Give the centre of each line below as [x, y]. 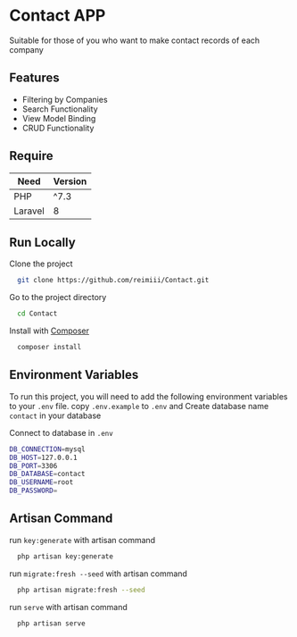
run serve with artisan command [68, 607]
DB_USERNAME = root [41, 482]
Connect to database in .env [61, 432]
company [27, 49]
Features [34, 78]
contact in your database [55, 415]
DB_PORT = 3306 [33, 465]
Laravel [29, 211]
